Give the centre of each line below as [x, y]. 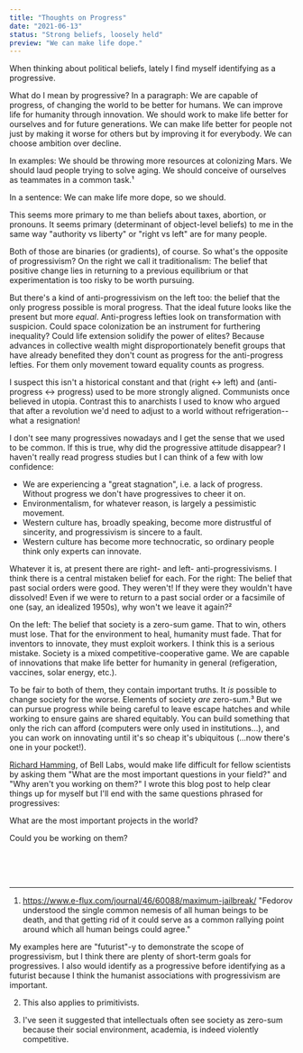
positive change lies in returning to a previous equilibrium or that [129, 270]
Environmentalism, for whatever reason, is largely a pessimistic [139, 504]
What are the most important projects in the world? [104, 820]
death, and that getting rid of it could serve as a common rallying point [153, 920]
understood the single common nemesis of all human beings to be [145, 911]
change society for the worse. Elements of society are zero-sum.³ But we [146, 700]
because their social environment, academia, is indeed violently [140, 1030]
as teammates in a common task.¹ [72, 180]
